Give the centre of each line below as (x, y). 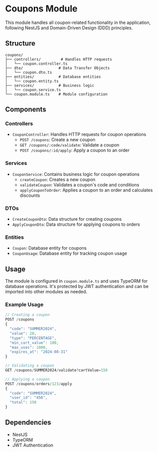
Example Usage (24, 304)
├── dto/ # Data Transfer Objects (58, 68)
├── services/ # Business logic (50, 85)
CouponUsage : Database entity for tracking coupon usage (70, 253)
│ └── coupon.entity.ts (32, 81)
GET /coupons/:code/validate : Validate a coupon (70, 145)
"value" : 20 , (23, 333)
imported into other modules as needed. (46, 292)
